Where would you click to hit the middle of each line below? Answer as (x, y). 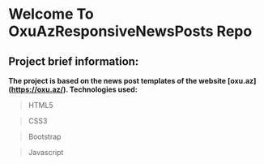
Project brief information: (74, 61)
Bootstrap (45, 136)
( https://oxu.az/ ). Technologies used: (73, 89)
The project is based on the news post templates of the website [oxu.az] (132, 81)
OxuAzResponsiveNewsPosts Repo (130, 31)
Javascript (46, 152)
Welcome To (51, 14)
